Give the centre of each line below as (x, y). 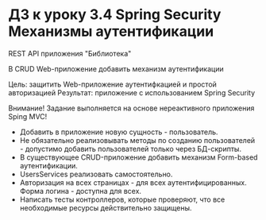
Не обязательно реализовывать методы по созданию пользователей (137, 140)
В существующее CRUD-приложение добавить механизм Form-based (139, 157)
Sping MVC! (28, 116)
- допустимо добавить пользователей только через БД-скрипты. (131, 149)
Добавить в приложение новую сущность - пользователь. (119, 132)
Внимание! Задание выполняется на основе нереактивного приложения (131, 108)
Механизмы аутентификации (111, 31)
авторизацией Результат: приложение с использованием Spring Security (132, 92)
